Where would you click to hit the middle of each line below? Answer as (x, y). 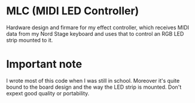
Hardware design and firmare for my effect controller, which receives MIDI (98, 27)
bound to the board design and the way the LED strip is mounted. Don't (94, 87)
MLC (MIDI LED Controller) (73, 11)
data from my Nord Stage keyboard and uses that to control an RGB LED (95, 33)
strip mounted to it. (30, 40)
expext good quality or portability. (48, 93)
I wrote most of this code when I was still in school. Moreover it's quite (93, 80)
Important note (44, 64)
